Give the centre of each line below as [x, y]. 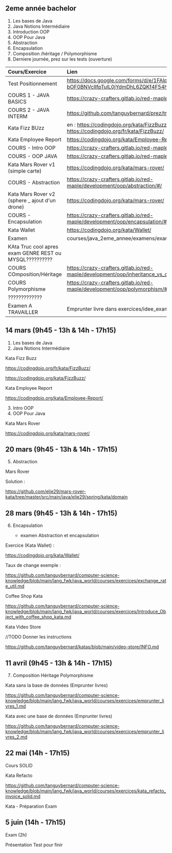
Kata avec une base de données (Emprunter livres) [59, 716]
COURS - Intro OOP [32, 147]
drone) [16, 206]
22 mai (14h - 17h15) [38, 753]
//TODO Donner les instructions [38, 637]
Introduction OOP [31, 32]
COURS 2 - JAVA [29, 110]
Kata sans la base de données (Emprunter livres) [57, 686]
